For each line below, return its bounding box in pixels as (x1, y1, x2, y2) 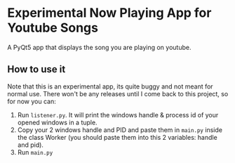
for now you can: (7, 97, 56, 105)
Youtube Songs (7, 20, 98, 36)
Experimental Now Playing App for (7, 5, 212, 21)
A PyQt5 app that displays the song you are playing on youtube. (7, 43, 192, 51)
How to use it (7, 63, 66, 75)
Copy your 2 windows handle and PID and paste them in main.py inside (17, 125, 223, 134)
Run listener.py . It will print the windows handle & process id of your (17, 110, 219, 119)
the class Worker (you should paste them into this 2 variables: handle (17, 133, 217, 141)
